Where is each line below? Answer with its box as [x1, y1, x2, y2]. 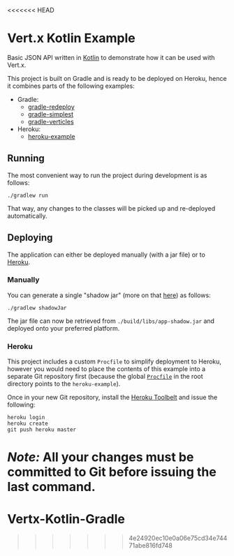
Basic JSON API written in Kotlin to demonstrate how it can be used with [7, 53, 215, 61]
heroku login [7, 414, 45, 421]
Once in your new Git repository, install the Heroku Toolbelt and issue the [7, 393, 218, 402]
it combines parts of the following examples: [7, 82, 135, 90]
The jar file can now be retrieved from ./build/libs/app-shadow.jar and [7, 317, 215, 325]
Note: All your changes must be [7, 449, 194, 465]
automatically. [7, 211, 47, 220]
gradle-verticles [27, 117, 75, 126]
